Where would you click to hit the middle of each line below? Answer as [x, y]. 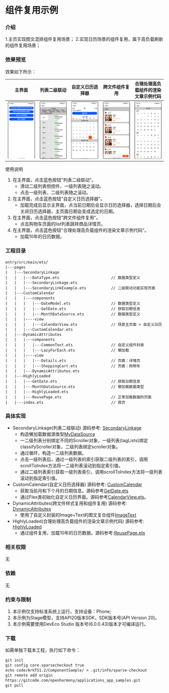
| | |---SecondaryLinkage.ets [41, 283]
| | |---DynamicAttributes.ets [43, 371]
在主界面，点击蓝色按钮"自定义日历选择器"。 [59, 199]
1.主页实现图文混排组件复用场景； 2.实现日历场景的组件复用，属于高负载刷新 [84, 39]
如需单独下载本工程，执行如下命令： [43, 650]
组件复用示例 [32, 10]
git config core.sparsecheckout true [45, 665]
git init [14, 660]
